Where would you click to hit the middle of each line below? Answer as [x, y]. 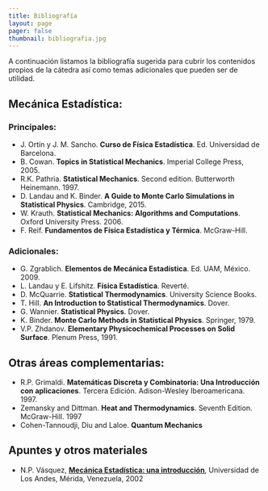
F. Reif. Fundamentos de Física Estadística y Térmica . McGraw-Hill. [134, 230]
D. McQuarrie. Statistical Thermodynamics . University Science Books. [138, 295]
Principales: [32, 127]
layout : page [30, 23]
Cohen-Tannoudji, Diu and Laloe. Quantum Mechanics [111, 426]
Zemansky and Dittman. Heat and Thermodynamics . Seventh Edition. [136, 408]
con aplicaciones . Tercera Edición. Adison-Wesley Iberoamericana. [132, 391]
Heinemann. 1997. [49, 187]
